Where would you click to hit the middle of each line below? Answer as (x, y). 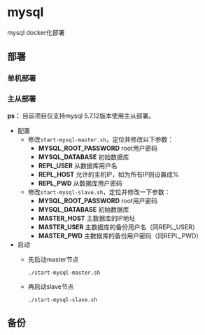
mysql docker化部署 (36, 32)
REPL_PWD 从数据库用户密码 (80, 183)
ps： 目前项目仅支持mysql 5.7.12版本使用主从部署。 (81, 116)
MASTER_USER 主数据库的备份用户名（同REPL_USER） (118, 227)
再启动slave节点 (51, 286)
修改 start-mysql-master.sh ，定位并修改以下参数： (100, 139)
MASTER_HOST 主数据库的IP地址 (87, 218)
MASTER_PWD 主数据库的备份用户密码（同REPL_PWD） (120, 235)
